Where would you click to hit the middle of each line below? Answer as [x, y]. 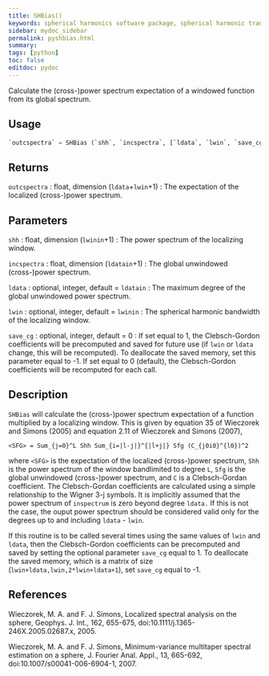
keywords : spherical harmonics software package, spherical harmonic [127, 23]
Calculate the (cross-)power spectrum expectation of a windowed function [131, 90]
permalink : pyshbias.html [51, 38]
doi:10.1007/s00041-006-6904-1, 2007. [73, 663]
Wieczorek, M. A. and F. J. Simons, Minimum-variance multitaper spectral [130, 646]
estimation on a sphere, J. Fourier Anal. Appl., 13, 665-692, [105, 655]
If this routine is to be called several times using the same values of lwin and [134, 535]
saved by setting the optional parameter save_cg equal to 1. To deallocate [128, 552]
